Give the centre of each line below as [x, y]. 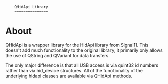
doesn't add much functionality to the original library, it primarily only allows [84, 50]
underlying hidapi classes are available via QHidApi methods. [69, 76]
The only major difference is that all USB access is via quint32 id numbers [82, 65]
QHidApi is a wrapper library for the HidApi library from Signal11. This [77, 45]
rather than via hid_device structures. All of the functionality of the [74, 70]
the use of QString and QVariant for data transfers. [58, 55]
